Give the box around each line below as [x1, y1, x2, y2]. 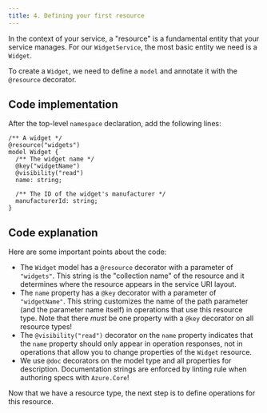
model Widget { [8, 149, 59, 157]
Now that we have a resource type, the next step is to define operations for [8, 388, 256, 398]
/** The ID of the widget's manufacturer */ [15, 190, 166, 198]
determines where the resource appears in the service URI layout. [19, 280, 237, 289]
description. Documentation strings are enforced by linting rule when [19, 364, 247, 374]
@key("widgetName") [15, 162, 81, 170]
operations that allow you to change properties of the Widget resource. [19, 347, 253, 357]
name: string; [15, 177, 62, 185]
